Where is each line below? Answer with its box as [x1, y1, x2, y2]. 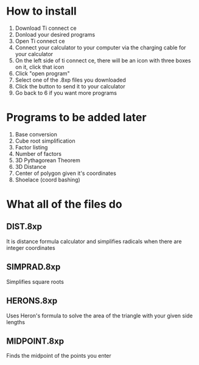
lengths [6, 318, 26, 325]
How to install [6, 4, 77, 18]
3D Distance [15, 163, 47, 170]
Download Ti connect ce [15, 24, 77, 32]
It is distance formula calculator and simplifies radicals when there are [6, 238, 183, 245]
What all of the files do [6, 197, 123, 211]
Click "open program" [15, 69, 70, 77]
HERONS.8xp [6, 296, 58, 306]
